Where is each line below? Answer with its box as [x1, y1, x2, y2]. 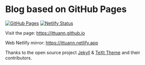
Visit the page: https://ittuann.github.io [5, 30, 85, 36]
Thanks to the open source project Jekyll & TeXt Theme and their [5, 49, 140, 55]
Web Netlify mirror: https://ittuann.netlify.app [5, 39, 98, 46]
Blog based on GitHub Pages [5, 4, 127, 15]
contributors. [5, 54, 32, 61]
